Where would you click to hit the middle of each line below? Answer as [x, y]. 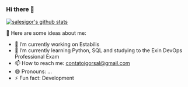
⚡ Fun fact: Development [44, 78]
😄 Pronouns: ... [33, 71]
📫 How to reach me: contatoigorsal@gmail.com [72, 63]
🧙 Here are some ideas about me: [46, 33]
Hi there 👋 [20, 9]
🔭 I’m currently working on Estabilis [57, 44]
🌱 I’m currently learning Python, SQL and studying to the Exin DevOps [98, 50]
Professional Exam [37, 57]
